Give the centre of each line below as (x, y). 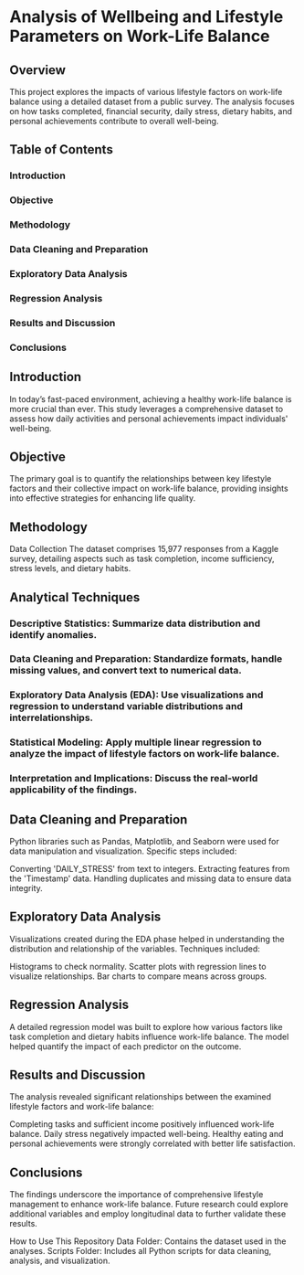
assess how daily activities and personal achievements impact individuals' (149, 419)
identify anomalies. (53, 634)
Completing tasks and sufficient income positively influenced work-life (142, 1124)
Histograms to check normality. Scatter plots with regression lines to (138, 966)
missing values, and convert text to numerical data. (126, 671)
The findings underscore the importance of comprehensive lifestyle (136, 1195)
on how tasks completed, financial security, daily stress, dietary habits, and (151, 111)
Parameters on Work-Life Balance (140, 36)
